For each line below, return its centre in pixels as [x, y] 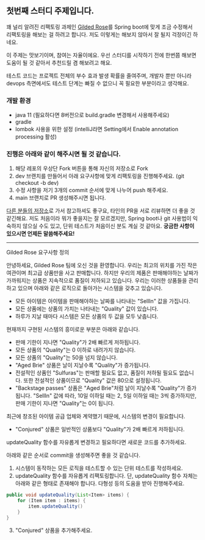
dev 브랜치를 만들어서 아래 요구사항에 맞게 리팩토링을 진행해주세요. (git [99, 176]
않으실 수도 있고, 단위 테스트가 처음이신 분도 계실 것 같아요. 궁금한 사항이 [108, 226]
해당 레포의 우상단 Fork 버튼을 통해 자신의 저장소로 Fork [81, 168]
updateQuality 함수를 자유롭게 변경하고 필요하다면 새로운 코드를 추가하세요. [96, 442]
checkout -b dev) [37, 183]
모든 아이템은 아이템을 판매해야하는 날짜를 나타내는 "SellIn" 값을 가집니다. [103, 301]
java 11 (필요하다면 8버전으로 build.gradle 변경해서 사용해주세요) [92, 115]
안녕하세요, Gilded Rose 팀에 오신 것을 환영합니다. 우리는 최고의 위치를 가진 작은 [102, 265]
